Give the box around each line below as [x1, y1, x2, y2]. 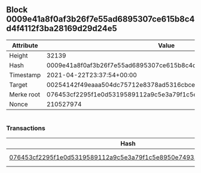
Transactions [6, 124, 46, 132]
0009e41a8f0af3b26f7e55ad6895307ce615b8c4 [6, 14, 195, 25]
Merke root [9, 90, 41, 98]
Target [9, 80, 28, 89]
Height [9, 51, 28, 59]
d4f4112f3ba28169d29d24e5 [6, 23, 118, 34]
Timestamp [9, 71, 41, 79]
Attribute [11, 41, 38, 50]
